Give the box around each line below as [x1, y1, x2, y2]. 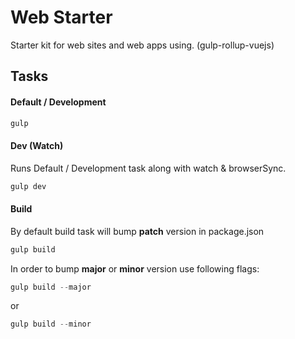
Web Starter [10, 6, 113, 29]
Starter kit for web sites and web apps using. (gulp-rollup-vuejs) [10, 39, 275, 51]
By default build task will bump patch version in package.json [10, 225, 265, 237]
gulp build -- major [10, 282, 92, 292]
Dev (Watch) [10, 140, 64, 151]
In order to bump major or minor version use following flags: [10, 262, 260, 275]
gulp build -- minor [10, 319, 92, 330]
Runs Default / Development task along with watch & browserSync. [10, 162, 287, 174]
